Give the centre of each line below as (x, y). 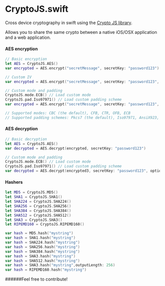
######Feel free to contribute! (36, 279)
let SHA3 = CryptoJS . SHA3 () (34, 220)
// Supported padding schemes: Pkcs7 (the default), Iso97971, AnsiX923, (82, 117)
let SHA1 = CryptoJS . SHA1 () (34, 197)
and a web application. (28, 37)
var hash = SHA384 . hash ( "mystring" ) (42, 252)
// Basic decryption (26, 139)
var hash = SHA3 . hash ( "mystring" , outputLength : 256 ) (60, 265)
